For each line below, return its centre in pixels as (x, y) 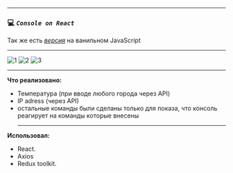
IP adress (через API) (48, 101)
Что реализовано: (35, 80)
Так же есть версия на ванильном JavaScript (74, 40)
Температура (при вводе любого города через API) (94, 93)
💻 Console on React (41, 23)
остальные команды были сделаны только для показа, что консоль (117, 109)
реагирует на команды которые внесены (78, 116)
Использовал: (28, 136)
